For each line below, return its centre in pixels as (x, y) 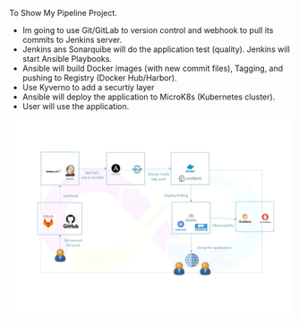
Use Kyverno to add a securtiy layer (88, 87)
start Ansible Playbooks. (67, 59)
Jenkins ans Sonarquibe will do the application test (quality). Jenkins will (156, 49)
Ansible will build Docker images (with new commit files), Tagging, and (153, 68)
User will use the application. (76, 106)
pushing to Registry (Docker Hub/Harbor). (99, 78)
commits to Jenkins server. (72, 40)
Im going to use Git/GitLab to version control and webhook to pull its (148, 30)
